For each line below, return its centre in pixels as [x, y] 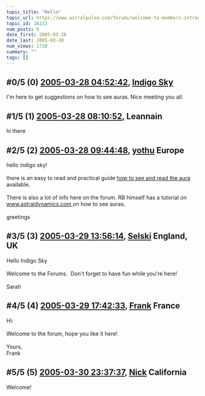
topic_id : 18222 [27, 23]
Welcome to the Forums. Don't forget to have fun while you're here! [92, 274]
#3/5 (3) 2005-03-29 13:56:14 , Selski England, [97, 236]
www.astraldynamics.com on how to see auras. [66, 204]
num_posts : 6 [23, 29]
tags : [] [17, 58]
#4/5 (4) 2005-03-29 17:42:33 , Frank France [93, 306]
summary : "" [21, 52]
